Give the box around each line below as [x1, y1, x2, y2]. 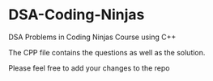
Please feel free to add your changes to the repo [8, 63, 170, 73]
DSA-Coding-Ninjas [8, 6, 145, 24]
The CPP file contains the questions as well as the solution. [8, 47, 206, 57]
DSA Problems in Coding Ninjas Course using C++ [8, 32, 177, 42]
